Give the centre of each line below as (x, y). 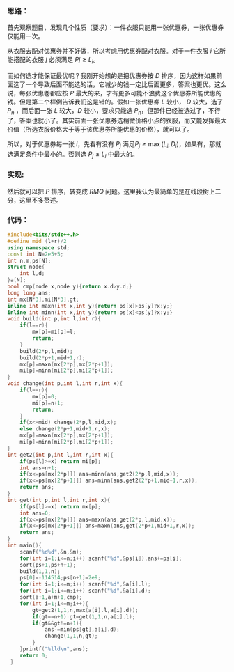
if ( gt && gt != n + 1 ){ (57, 623)
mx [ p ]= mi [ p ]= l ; (54, 332)
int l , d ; (32, 274)
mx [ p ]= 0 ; (45, 396)
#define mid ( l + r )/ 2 (37, 241)
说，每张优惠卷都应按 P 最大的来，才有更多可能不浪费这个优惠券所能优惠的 (115, 93)
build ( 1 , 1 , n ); (40, 571)
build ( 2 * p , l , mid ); (46, 351)
